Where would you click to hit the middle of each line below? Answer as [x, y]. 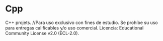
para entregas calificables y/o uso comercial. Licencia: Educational [74, 27]
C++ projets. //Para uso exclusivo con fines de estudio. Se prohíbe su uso [82, 22]
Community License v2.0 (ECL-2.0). [42, 33]
